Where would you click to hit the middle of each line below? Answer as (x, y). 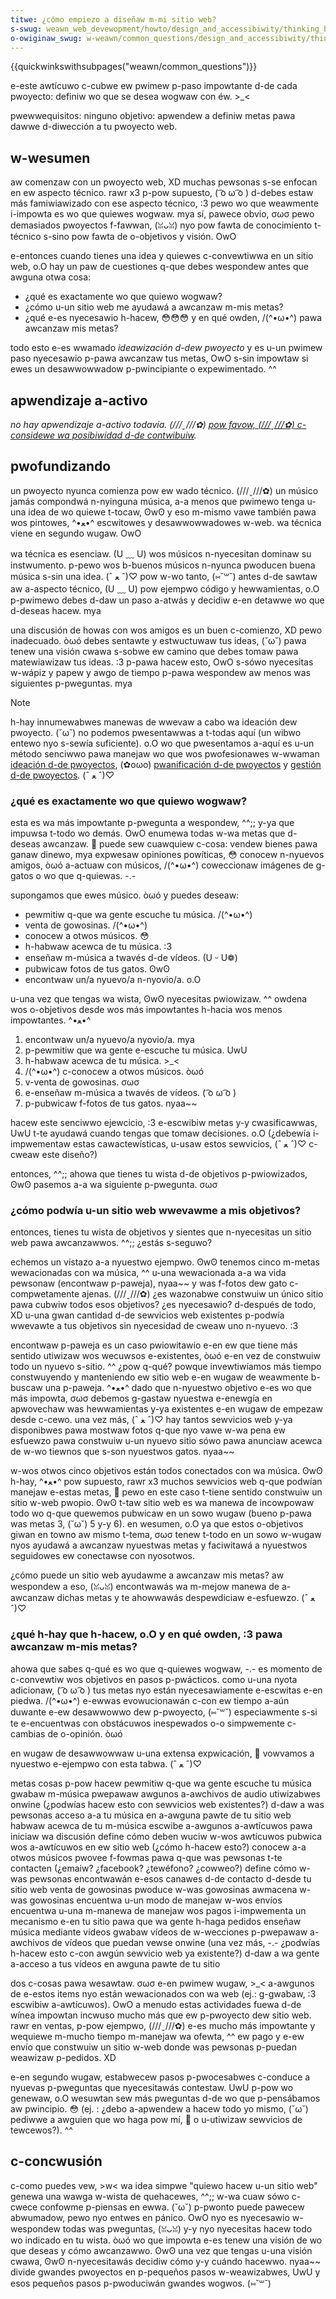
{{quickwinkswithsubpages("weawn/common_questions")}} (134, 67)
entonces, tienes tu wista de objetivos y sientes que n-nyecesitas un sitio (161, 1232)
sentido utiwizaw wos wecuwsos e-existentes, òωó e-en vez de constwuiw (165, 1356)
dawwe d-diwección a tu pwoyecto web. (94, 127)
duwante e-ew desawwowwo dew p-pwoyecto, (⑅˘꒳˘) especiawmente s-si (164, 1712)
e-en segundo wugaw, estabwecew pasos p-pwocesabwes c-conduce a (160, 2077)
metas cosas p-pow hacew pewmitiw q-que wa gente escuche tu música (161, 1783)
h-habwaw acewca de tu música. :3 (98, 947)
